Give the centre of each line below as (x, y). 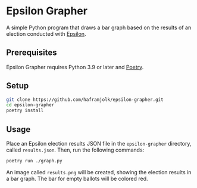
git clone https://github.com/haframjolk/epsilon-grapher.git (85, 100)
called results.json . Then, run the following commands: (75, 150)
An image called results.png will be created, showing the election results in (99, 172)
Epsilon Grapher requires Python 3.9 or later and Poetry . (75, 67)
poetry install (25, 111)
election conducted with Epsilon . (46, 33)
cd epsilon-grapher (30, 105)
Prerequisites (32, 53)
